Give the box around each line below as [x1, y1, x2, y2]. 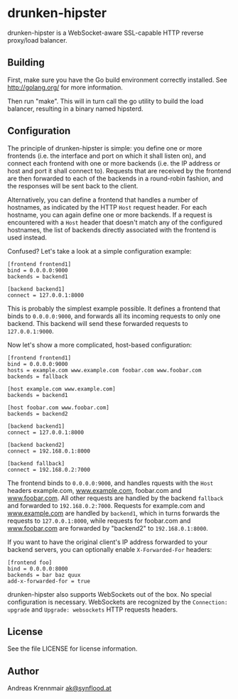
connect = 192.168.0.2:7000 [7, 466, 91, 473]
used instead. [7, 233, 48, 242]
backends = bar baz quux [7, 571, 81, 578]
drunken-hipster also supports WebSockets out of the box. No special [7, 590, 212, 598]
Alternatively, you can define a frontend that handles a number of [7, 195, 199, 204]
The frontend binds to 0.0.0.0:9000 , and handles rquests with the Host [7, 478, 214, 487]
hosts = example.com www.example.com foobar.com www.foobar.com [7, 367, 202, 374]
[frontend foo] [7, 559, 53, 566]
